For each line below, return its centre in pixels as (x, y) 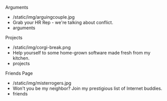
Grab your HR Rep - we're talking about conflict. (63, 22)
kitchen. (21, 58)
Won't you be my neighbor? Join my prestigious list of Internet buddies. (87, 88)
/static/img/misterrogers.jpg (42, 83)
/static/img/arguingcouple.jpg (44, 17)
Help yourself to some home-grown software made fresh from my (81, 53)
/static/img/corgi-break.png (42, 47)
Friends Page (19, 73)
